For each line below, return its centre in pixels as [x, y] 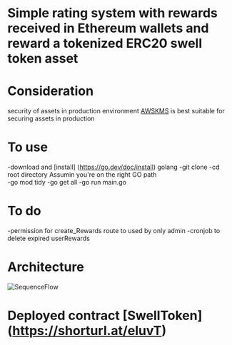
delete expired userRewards [49, 238]
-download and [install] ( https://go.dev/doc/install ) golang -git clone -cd [114, 167]
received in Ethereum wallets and [108, 28]
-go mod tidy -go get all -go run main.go [67, 182]
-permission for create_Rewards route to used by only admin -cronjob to [114, 231]
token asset [43, 59]
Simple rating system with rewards [112, 13]
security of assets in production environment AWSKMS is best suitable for [116, 111]
